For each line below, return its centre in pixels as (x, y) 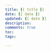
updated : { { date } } (26, 18)
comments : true (20, 28)
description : (18, 23)
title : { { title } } (25, 9)
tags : (10, 37)
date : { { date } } (23, 14)
